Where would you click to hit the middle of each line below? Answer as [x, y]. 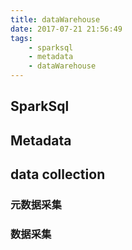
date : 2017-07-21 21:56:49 [66, 29]
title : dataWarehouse [55, 19]
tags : [21, 38]
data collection [58, 174]
